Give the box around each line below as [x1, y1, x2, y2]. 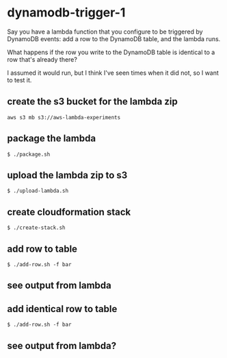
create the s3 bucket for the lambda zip [7, 96, 178, 108]
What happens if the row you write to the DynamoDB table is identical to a [7, 48, 215, 56]
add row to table [7, 243, 77, 254]
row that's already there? [7, 55, 77, 63]
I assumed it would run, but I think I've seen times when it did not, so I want [7, 69, 219, 77]
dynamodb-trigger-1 [7, 5, 126, 21]
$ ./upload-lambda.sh [7, 187, 69, 195]
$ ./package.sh [7, 151, 51, 158]
